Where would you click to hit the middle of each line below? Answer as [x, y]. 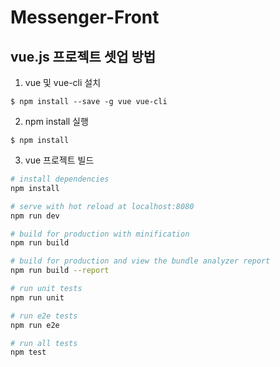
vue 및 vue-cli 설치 [63, 82]
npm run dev [35, 216]
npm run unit [37, 297]
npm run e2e [35, 325]
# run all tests [44, 343]
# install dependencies [60, 179]
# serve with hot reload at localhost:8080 [102, 206]
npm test [28, 352]
